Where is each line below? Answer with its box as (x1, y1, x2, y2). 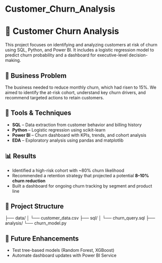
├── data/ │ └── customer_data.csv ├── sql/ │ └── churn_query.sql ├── (5, 215, 155, 221)
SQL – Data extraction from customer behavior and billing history (12, 122, 142, 128)
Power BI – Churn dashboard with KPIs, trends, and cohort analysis (12, 132, 146, 138)
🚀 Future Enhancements (5, 234, 79, 243)
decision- (129, 52, 148, 58)
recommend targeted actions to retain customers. (5, 94, 104, 100)
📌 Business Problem (5, 72, 67, 80)
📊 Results (5, 152, 36, 160)
